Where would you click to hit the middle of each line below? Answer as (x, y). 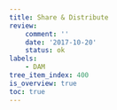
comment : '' (47, 34)
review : (23, 26)
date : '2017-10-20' (61, 42)
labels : (23, 59)
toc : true (27, 91)
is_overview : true (43, 83)
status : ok (45, 51)
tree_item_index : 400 (49, 75)
